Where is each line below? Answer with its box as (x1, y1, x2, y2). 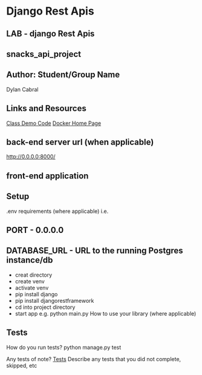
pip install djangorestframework (15, 297, 94, 304)
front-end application (6, 171, 89, 181)
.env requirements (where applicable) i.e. (6, 208, 109, 215)
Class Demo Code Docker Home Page (6, 120, 102, 127)
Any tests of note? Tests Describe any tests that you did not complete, (6, 355, 181, 362)
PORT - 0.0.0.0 (6, 225, 64, 235)
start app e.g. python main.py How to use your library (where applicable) (15, 309, 197, 317)
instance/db (6, 255, 53, 265)
